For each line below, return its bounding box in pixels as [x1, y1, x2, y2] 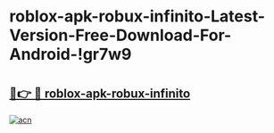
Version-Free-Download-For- [9, 25, 232, 46]
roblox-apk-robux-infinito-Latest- [9, 6, 266, 27]
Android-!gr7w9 [9, 45, 132, 64]
